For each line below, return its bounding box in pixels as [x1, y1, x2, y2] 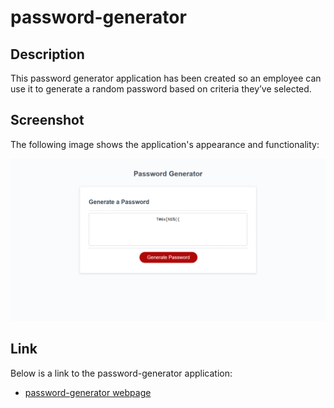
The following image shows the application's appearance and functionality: [10, 138, 320, 150]
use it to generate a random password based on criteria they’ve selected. [10, 83, 312, 95]
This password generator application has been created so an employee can [10, 72, 322, 84]
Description [10, 46, 85, 63]
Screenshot [10, 112, 85, 129]
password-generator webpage [24, 386, 152, 398]
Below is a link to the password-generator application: [10, 367, 233, 379]
